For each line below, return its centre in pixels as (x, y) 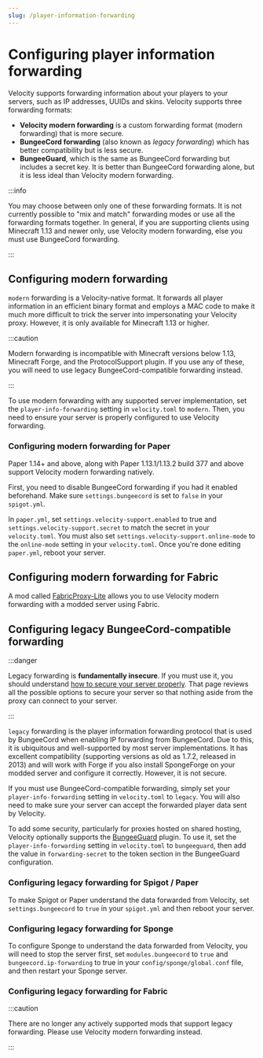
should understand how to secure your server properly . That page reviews (128, 684)
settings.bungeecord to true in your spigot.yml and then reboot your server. (131, 908)
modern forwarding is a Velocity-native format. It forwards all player (116, 298)
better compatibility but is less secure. (81, 150)
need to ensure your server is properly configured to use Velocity (114, 417)
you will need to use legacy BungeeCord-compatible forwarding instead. (126, 370)
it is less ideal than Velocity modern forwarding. (97, 175)
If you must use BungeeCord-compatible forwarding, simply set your (119, 789)
